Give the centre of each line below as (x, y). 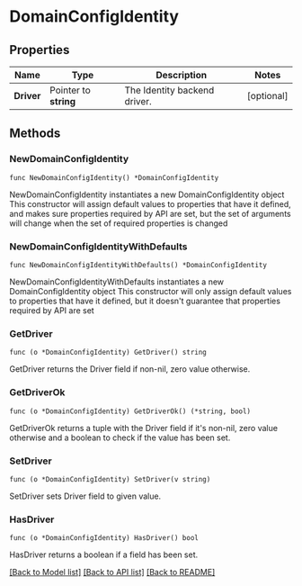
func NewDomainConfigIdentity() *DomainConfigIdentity (114, 177)
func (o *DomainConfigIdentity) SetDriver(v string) (110, 479)
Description (182, 75)
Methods (35, 134)
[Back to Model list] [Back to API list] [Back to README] (112, 572)
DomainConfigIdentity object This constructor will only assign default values (151, 291)
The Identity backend (169, 90)
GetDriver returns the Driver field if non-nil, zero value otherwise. (130, 369)
